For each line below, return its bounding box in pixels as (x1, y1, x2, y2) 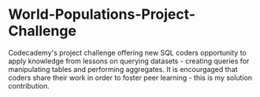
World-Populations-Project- (8, 5, 195, 23)
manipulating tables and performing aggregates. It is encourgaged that (8, 64, 238, 74)
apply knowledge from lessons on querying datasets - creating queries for (8, 56, 250, 66)
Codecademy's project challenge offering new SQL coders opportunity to (8, 48, 247, 57)
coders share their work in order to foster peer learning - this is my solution (8, 73, 253, 82)
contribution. (8, 81, 50, 91)
